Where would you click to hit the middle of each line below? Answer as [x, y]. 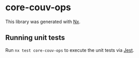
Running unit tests [35, 38]
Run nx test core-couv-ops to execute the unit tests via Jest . [70, 50]
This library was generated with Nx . [43, 22]
